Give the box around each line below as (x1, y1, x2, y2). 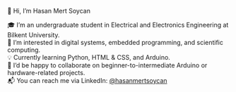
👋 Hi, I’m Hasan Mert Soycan (7, 7, 90, 15)
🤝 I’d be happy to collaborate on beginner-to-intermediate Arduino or (7, 61, 208, 70)
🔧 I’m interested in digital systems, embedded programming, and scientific (7, 39, 224, 46)
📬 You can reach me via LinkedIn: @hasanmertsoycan (7, 77, 167, 84)
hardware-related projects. (7, 69, 85, 77)
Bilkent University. (7, 31, 60, 39)
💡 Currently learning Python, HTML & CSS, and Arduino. (7, 53, 171, 61)
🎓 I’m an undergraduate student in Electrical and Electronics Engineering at (7, 21, 229, 29)
